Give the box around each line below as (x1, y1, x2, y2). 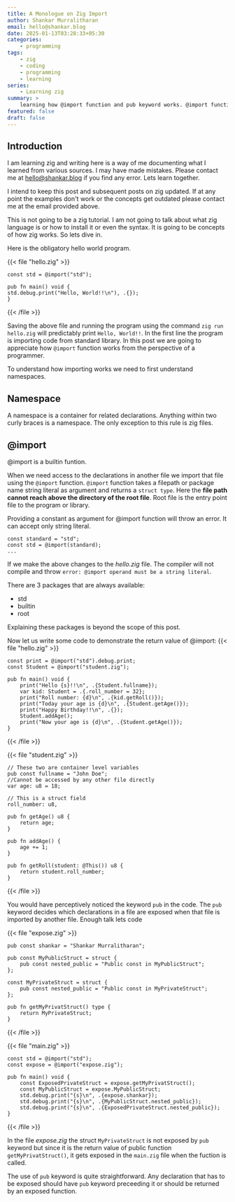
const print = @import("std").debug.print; (7, 657, 136, 665)
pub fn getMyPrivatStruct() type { (7, 1004, 111, 1011)
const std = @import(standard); (7, 542, 101, 549)
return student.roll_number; (20, 869, 105, 876)
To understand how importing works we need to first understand (7, 365, 194, 373)
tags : (7, 50, 23, 57)
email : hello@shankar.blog (7, 23, 86, 30)
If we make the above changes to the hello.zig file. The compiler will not (7, 560, 215, 568)
